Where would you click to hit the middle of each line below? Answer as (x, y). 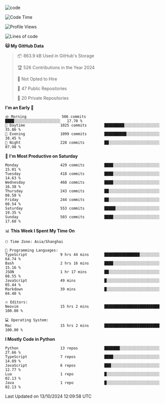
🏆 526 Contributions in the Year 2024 (56, 67)
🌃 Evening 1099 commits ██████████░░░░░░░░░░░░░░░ (82, 134)
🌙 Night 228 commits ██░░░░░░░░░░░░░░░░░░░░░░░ (82, 143)
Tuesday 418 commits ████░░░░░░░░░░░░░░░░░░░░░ (82, 174)
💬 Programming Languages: (32, 250)
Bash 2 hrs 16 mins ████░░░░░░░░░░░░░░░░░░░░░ (82, 263)
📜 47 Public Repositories (42, 88)
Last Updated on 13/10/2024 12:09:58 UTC (49, 396)
